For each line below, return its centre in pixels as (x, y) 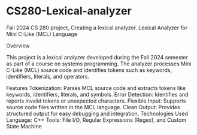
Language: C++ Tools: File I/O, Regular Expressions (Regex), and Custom (96, 120)
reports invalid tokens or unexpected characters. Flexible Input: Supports (96, 101)
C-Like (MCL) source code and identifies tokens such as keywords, (89, 70)
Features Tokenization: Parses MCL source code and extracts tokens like (96, 88)
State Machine (24, 126)
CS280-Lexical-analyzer (69, 11)
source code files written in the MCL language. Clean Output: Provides (93, 107)
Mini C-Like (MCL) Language (42, 34)
